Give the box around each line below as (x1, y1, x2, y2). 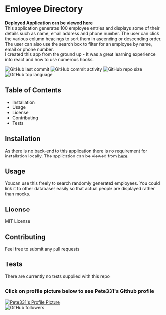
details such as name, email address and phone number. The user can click (5, 30, 160, 36)
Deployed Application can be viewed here (5, 20, 93, 26)
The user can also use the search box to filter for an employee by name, (5, 41, 152, 47)
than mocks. (5, 191, 31, 197)
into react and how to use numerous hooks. (5, 56, 94, 62)
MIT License (5, 218, 31, 224)
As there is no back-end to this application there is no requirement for (5, 148, 147, 154)
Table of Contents (5, 86, 62, 95)
